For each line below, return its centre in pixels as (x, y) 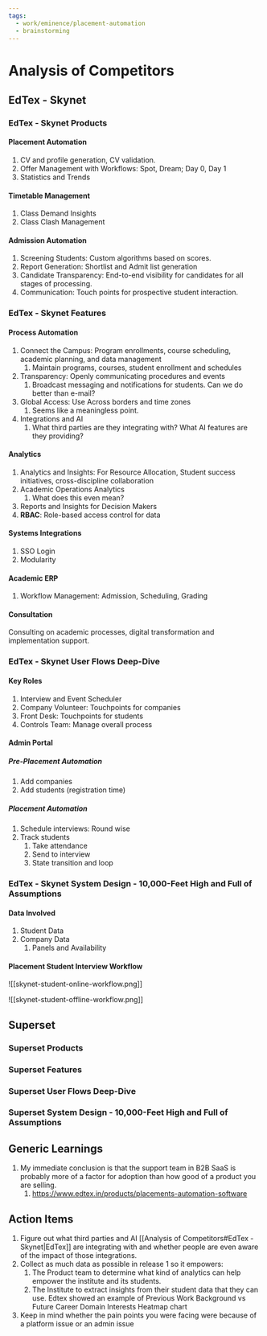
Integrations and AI (51, 418)
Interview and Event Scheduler (71, 699)
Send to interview (61, 854)
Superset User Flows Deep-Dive (72, 1091)
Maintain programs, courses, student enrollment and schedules (137, 368)
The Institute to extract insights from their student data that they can (145, 1290)
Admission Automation (47, 240)
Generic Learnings (55, 1148)
